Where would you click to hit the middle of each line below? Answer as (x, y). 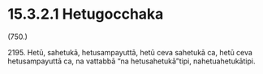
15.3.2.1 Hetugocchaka (86, 14)
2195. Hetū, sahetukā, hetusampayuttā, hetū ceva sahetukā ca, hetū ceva (130, 52)
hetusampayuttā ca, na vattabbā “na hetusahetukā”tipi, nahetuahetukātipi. (131, 61)
